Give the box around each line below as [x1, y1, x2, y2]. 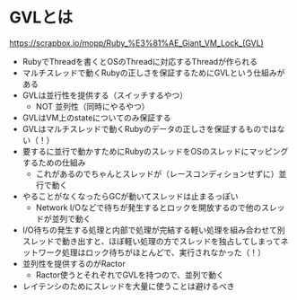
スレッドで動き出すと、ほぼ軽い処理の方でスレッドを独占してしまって [22, 235, 281, 246]
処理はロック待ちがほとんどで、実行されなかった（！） [61, 247, 266, 258]
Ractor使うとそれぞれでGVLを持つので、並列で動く [35, 269, 224, 280]
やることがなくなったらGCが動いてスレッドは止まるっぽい [22, 190, 240, 201]
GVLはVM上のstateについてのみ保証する [22, 112, 171, 123]
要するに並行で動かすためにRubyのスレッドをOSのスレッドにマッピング [22, 146, 289, 156]
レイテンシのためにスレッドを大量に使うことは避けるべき [22, 280, 235, 291]
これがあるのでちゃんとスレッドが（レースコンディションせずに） [35, 168, 279, 179]
